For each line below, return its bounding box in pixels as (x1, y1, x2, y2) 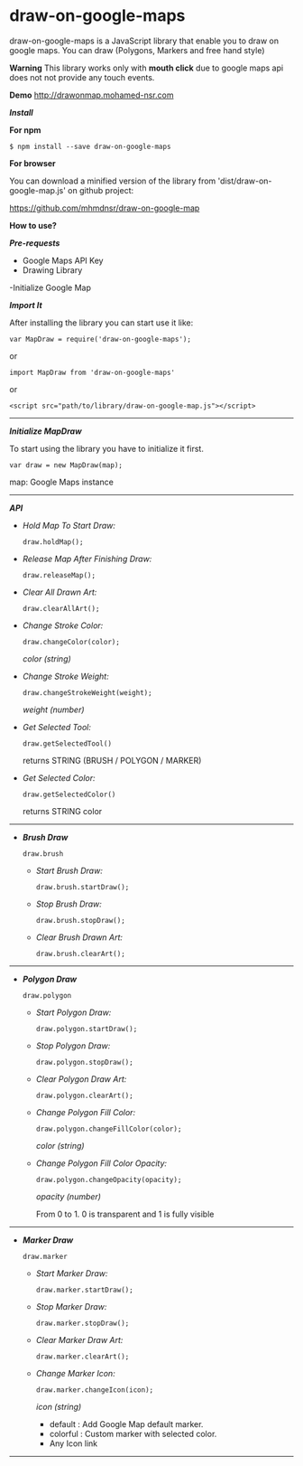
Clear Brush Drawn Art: (35, 932, 124, 943)
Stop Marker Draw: (35, 1301, 107, 1311)
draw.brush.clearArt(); (35, 949, 126, 958)
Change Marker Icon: (35, 1367, 115, 1378)
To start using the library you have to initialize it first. (9, 443, 205, 454)
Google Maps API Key (22, 255, 104, 266)
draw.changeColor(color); (22, 637, 120, 646)
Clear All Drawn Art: (22, 587, 97, 597)
